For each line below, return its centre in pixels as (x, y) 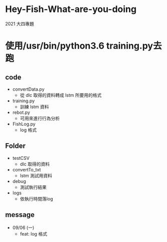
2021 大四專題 (20, 24)
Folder (16, 146)
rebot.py (21, 112)
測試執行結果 (33, 187)
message (20, 215)
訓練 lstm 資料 (34, 107)
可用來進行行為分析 (40, 118)
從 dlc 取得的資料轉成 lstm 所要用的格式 (61, 95)
